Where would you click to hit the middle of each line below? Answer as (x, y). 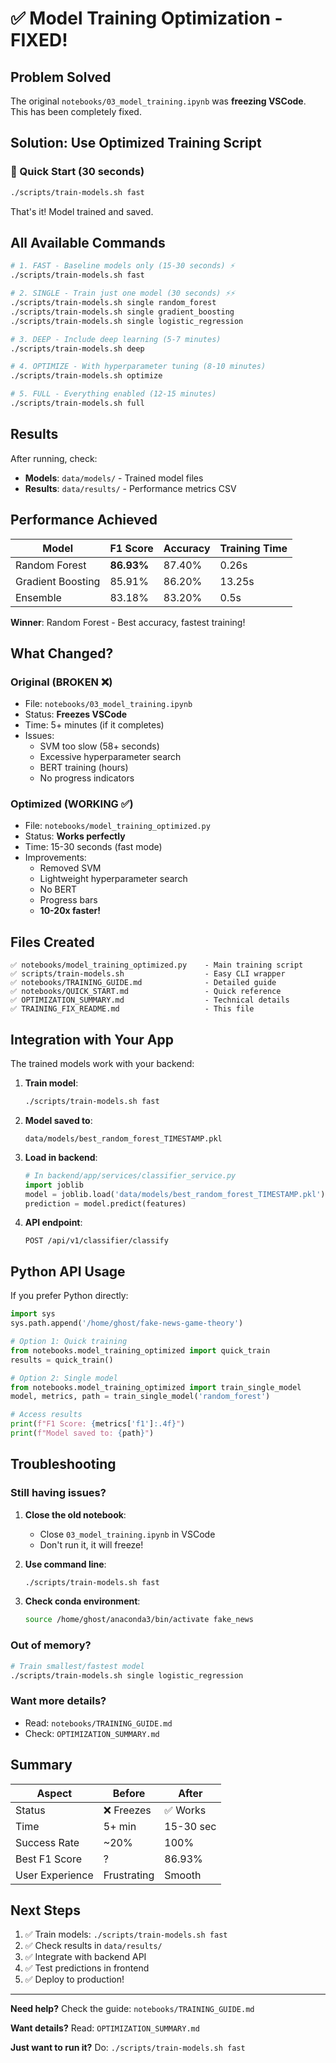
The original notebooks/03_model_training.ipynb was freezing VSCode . (158, 101)
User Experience (54, 1875)
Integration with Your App (92, 1039)
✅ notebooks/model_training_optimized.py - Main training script (157, 965)
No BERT (58, 889)
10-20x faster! (70, 911)
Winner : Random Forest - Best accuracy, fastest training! (128, 622)
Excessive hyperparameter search (110, 757)
